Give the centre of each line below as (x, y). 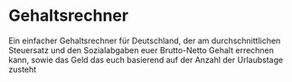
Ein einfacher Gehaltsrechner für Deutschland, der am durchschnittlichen (145, 41)
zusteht (23, 69)
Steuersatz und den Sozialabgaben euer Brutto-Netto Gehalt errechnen (141, 50)
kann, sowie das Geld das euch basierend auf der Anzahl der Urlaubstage (146, 59)
